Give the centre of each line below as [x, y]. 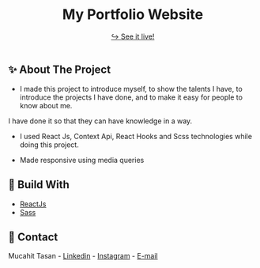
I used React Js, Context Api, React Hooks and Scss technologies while [136, 136]
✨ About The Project [60, 70]
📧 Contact [33, 237]
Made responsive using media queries [82, 160]
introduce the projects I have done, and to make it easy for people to [131, 97]
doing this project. [49, 145]
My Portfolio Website [133, 15]
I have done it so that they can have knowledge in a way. [100, 121]
